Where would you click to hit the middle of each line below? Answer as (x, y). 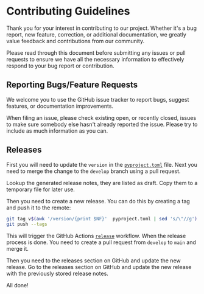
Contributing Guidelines (68, 11)
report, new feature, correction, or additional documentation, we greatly (97, 34)
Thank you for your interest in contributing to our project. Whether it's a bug (101, 28)
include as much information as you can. (57, 131)
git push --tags (27, 224)
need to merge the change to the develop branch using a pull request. (93, 171)
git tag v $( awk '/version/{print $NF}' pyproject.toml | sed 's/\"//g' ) (102, 219)
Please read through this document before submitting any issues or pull (96, 52)
